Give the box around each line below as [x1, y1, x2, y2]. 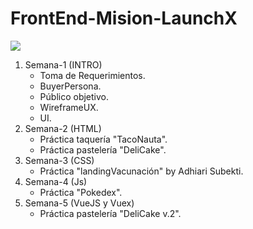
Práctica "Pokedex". [39, 186, 123, 198]
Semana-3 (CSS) [24, 154, 95, 166]
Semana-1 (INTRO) [24, 58, 103, 71]
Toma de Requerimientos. [39, 69, 146, 81]
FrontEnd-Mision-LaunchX [10, 7, 238, 30]
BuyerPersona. [39, 80, 102, 92]
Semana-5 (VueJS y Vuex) [24, 197, 135, 209]
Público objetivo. [39, 90, 110, 102]
